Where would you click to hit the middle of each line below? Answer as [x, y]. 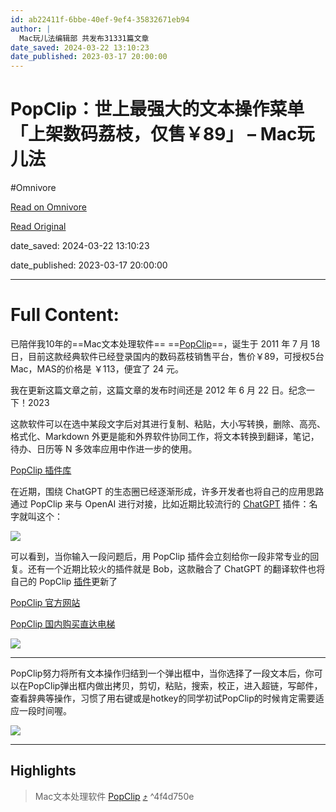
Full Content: [65, 315]
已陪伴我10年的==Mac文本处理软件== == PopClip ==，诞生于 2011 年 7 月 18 [165, 344]
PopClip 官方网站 [45, 602]
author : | [31, 29]
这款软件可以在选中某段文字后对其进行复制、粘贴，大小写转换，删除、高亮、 [168, 424]
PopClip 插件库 [41, 470]
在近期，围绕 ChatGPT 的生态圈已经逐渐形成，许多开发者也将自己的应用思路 [167, 491]
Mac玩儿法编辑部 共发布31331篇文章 [84, 38]
